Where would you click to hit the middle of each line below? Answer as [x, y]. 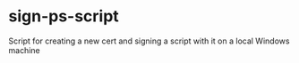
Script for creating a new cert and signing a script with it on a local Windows [149, 41]
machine [25, 50]
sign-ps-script [64, 16]
